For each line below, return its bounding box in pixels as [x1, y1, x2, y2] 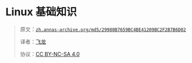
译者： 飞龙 [19, 38, 47, 45]
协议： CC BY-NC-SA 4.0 [19, 50, 80, 57]
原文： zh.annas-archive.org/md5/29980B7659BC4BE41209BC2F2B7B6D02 [19, 26, 186, 33]
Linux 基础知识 [5, 5, 77, 19]
